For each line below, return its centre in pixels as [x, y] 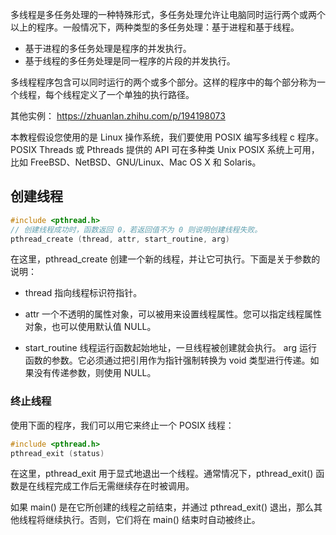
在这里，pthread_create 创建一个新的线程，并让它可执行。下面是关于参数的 [165, 259]
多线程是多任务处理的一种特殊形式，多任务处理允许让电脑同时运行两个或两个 [168, 14]
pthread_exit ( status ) [57, 453]
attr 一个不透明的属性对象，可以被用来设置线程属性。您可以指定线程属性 [173, 314]
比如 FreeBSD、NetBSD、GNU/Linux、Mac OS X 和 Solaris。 [136, 162]
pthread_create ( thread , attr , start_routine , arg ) [120, 239]
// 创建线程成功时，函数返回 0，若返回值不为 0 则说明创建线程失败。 [136, 229]
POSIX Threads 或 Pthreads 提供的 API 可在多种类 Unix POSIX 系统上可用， [165, 149]
